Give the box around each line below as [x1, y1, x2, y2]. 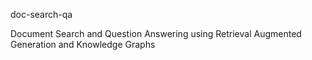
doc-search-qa [10, 9, 73, 20]
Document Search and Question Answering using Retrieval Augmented [10, 28, 302, 39]
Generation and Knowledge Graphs [10, 39, 156, 50]
